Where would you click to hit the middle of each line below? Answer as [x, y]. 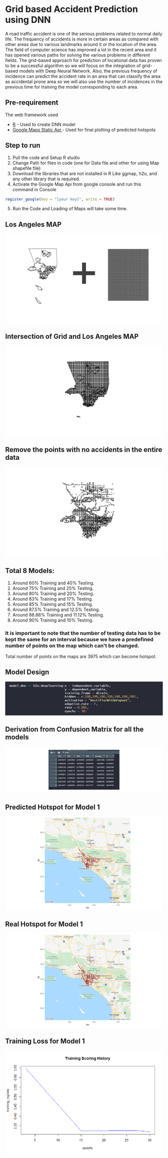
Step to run [23, 145]
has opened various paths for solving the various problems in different [77, 55]
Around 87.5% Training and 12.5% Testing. [56, 610]
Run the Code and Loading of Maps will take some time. [70, 209]
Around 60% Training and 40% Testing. [53, 583]
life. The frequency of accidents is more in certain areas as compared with [82, 39]
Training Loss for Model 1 [45, 1041]
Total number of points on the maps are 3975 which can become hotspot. [81, 656]
